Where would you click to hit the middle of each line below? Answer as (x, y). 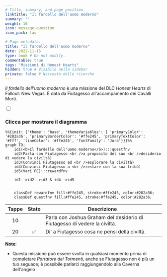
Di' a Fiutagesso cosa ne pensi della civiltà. (95, 232)
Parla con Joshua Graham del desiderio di (94, 217)
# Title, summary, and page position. (45, 10)
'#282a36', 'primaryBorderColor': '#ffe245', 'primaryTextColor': (75, 137)
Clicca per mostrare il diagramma (46, 122)
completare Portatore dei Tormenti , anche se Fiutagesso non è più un (83, 259)
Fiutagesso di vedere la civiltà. (81, 224)
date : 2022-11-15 (23, 51)
